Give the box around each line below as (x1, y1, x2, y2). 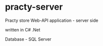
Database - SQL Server (5, 36, 52, 42)
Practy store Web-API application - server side (5, 17, 99, 23)
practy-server (5, 1, 63, 13)
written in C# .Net (5, 27, 40, 32)
